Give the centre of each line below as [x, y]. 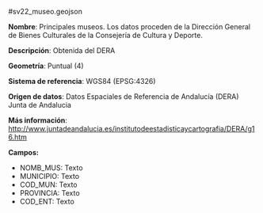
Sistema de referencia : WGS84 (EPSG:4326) [82, 81]
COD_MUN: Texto [48, 184]
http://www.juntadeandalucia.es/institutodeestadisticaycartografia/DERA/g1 [131, 129]
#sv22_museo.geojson [46, 11]
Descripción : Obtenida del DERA [62, 50]
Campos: [24, 152]
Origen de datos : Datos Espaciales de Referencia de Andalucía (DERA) [124, 97]
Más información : [38, 120]
